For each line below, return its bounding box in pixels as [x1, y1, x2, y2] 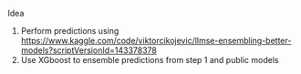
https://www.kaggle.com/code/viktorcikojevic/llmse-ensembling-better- [20, 36, 292, 46]
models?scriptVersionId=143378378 [20, 45, 158, 56]
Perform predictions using [20, 26, 119, 36]
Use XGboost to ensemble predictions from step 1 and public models [20, 55, 279, 65]
